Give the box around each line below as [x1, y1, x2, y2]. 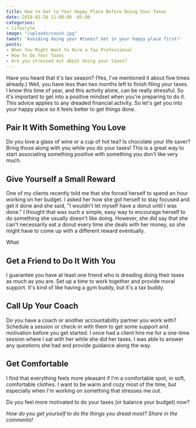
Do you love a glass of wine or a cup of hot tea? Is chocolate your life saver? [6, 138, 191, 145]
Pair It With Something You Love [6, 122, 126, 133]
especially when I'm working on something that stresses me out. [6, 387, 162, 394]
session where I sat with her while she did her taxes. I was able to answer [6, 335, 184, 343]
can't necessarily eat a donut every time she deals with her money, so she [6, 221, 186, 228]
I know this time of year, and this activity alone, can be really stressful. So [6, 87, 184, 94]
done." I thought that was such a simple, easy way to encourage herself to [6, 209, 186, 216]
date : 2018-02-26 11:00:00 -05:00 [6, 14, 91, 20]
